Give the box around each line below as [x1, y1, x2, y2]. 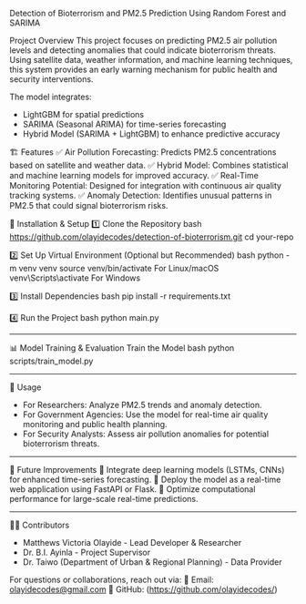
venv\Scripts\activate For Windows [9, 272, 141, 283]
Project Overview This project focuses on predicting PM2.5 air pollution [9, 36, 278, 46]
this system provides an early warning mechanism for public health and [9, 64, 278, 75]
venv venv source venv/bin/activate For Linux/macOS [18, 263, 219, 273]
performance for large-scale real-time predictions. [9, 494, 199, 504]
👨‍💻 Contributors [9, 519, 70, 530]
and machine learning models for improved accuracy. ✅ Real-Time [9, 170, 260, 180]
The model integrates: [9, 91, 93, 102]
